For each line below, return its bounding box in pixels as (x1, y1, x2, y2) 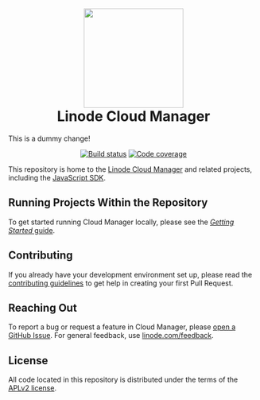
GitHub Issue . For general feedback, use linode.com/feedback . (8, 331, 215, 340)
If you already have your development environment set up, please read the (8, 270, 253, 279)
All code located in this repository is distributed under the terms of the (8, 375, 239, 385)
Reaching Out (8, 301, 77, 314)
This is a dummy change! (8, 134, 91, 143)
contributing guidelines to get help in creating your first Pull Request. (8, 278, 234, 288)
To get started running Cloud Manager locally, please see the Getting (8, 217, 235, 227)
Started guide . (8, 225, 56, 235)
